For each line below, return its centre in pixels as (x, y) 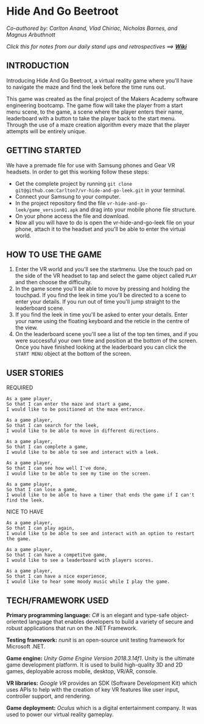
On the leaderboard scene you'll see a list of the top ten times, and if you (107, 334)
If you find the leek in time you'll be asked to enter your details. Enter (101, 315)
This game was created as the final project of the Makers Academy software (102, 98)
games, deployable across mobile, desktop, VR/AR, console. (82, 671)
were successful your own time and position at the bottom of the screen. (106, 341)
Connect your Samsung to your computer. (68, 196)
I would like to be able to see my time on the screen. (79, 474)
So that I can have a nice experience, (57, 576)
